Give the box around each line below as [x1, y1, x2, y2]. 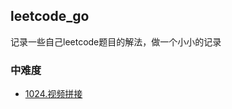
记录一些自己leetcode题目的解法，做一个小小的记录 [10, 35, 222, 48]
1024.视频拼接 [24, 88, 83, 100]
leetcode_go [10, 8, 90, 25]
